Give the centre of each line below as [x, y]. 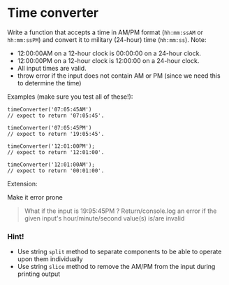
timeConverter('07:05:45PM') [50, 127]
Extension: [22, 183]
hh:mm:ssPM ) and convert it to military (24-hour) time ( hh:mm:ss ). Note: [107, 39]
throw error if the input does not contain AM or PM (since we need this [119, 76]
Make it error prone [35, 197]
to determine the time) [49, 83]
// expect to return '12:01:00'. [56, 152]
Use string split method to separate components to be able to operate [119, 252]
